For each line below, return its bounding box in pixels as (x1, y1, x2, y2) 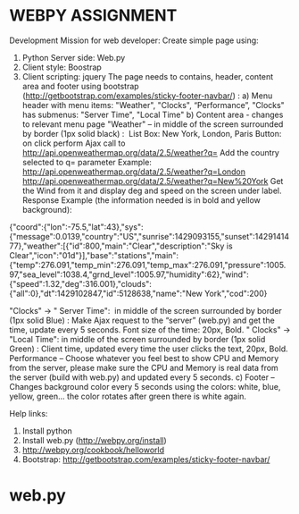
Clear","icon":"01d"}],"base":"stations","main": (9, 249, 179, 260)
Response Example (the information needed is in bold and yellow (21, 194, 262, 206)
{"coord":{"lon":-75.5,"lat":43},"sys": (9, 221, 145, 232)
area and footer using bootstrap (21, 80, 140, 91)
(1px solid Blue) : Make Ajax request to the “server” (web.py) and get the (9, 315, 275, 325)
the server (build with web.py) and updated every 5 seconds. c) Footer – (9, 372, 275, 383)
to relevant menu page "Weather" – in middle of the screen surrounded (21, 118, 284, 130)
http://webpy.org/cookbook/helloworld (21, 444, 165, 455)
